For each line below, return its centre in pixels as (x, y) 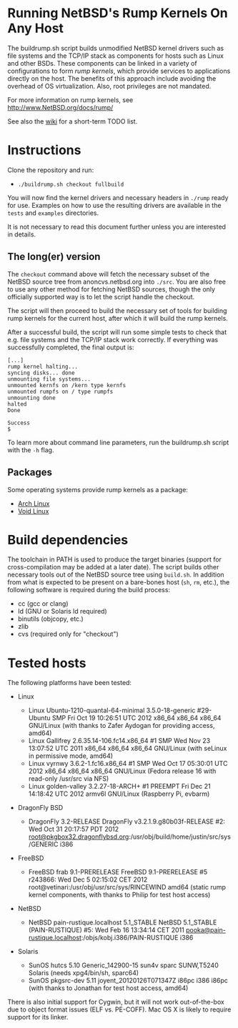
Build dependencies (68, 540)
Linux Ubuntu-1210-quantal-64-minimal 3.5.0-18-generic (112, 710)
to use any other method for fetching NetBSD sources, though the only (111, 289)
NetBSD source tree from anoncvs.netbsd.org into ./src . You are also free (117, 281)
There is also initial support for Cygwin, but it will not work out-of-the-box (116, 1002)
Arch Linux (34, 503)
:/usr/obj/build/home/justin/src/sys (179, 837)
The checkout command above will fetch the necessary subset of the (108, 274)
